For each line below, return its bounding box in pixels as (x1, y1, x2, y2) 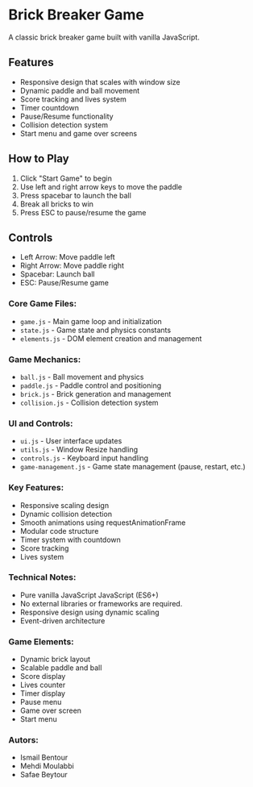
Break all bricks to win (19, 199, 94, 209)
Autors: (8, 735, 39, 746)
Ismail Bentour (19, 752, 68, 763)
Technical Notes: (8, 572, 77, 583)
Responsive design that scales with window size (19, 77, 181, 86)
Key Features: (8, 482, 64, 493)
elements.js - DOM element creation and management (19, 333, 202, 344)
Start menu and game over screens (19, 128, 138, 138)
